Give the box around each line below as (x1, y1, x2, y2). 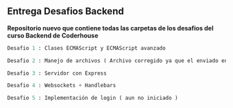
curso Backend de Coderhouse (7, 31, 98, 39)
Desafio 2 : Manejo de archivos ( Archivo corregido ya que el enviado (7, 57, 218, 64)
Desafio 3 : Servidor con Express (7, 69, 107, 77)
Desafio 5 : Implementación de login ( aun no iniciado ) (7, 95, 178, 102)
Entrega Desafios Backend (7, 6, 124, 17)
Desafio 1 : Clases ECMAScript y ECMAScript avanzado (7, 44, 166, 51)
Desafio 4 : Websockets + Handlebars (7, 82, 116, 89)
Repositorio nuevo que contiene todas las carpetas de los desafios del (7, 24, 214, 32)
